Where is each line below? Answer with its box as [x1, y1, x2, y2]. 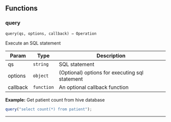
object [33, 72, 49, 79]
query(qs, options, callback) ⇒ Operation [5, 31, 97, 36]
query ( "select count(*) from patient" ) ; [5, 107, 93, 112]
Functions [5, 4, 38, 13]
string [33, 61, 49, 67]
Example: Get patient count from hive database [5, 96, 105, 103]
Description [96, 52, 126, 59]
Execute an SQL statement [5, 40, 61, 46]
